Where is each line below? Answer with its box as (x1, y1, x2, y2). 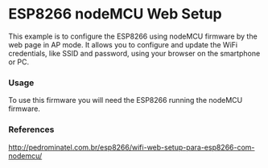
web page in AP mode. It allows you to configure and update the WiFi (8, 39, 238, 49)
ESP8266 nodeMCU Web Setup (8, 5, 223, 23)
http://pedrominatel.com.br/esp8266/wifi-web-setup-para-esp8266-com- (8, 142, 255, 152)
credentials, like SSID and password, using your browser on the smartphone (8, 48, 261, 58)
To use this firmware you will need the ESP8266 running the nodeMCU (8, 96, 243, 105)
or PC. (8, 57, 30, 67)
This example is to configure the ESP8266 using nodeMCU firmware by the (8, 31, 258, 41)
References (8, 124, 55, 135)
